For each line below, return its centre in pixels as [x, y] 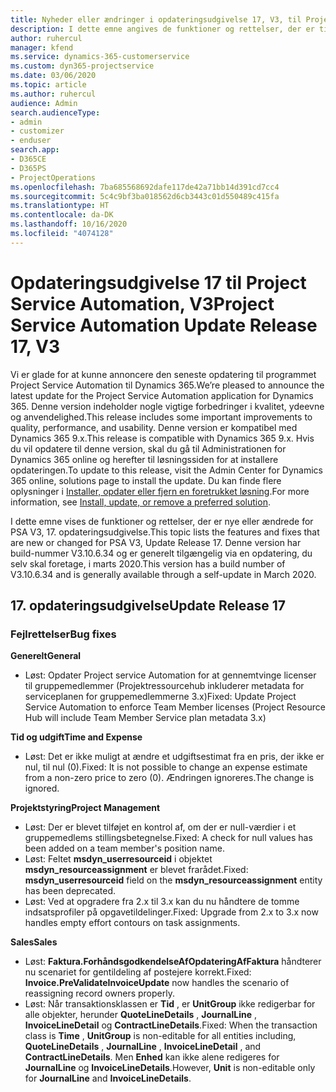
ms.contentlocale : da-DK [62, 215]
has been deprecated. [70, 891]
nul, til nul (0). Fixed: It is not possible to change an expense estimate [166, 767]
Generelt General [46, 656]
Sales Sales [34, 942]
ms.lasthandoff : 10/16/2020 [69, 224]
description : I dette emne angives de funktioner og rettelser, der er [162, 29]
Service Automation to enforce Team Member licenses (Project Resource [175, 707]
